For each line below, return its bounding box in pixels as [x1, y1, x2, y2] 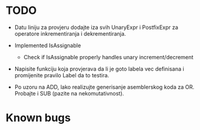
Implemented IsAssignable [14, 42, 81, 49]
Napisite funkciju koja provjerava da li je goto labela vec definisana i [14, 65, 185, 73]
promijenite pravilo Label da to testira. [14, 71, 109, 79]
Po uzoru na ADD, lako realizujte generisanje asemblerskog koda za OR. [14, 83, 195, 91]
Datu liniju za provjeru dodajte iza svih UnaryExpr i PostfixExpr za [14, 24, 179, 31]
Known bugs [5, 111, 71, 125]
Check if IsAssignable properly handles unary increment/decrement [23, 53, 194, 60]
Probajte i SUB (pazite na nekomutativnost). [14, 89, 124, 97]
